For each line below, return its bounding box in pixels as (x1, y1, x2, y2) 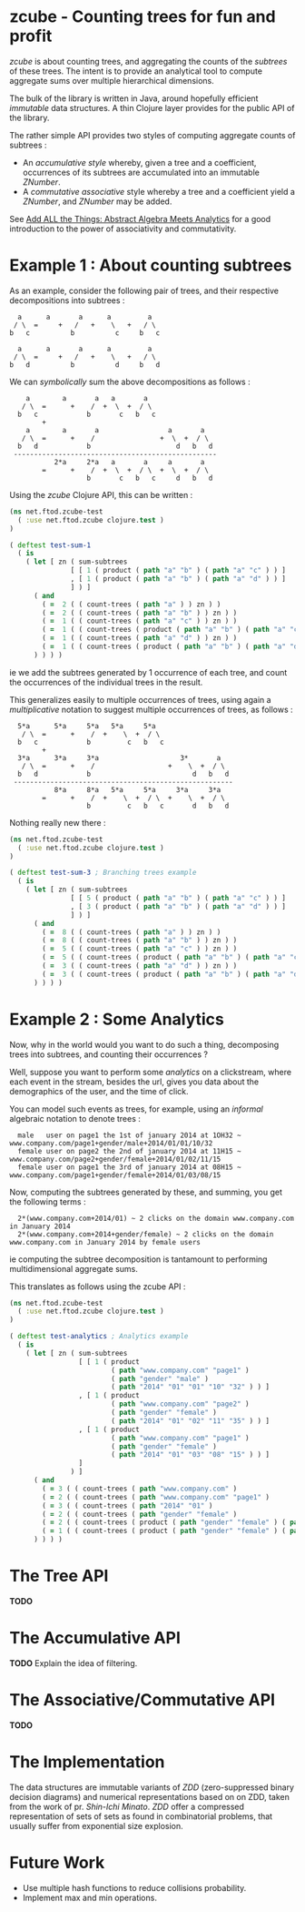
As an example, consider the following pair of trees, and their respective (9, 285, 280, 296)
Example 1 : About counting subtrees (9, 255, 292, 276)
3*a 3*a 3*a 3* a (17, 753, 221, 762)
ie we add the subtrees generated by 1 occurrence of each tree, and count (9, 666, 288, 677)
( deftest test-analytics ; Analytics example (9, 1332, 189, 1341)
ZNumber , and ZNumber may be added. (22, 196, 172, 207)
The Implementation (9, 1752, 165, 1773)
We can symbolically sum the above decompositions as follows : (9, 376, 251, 387)
